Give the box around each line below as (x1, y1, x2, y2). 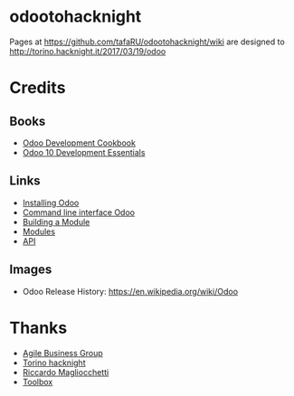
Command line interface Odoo (22, 206, 136, 218)
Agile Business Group (22, 347, 104, 358)
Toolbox (22, 376, 53, 387)
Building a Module (22, 216, 90, 227)
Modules (22, 226, 56, 237)
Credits (9, 78, 66, 99)
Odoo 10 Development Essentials (22, 146, 146, 157)
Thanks (9, 317, 68, 338)
